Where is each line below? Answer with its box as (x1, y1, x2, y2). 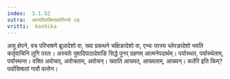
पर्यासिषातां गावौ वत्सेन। (7, 65, 59, 73)
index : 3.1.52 (7, 10, 51, 17)
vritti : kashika (7, 23, 57, 30)
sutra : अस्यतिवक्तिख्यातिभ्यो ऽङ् (7, 16, 81, 23)
